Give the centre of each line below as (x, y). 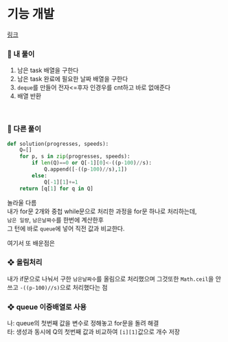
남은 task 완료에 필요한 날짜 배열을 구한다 (72, 79)
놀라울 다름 (22, 202)
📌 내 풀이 (21, 54)
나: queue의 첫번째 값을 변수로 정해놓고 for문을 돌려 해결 (83, 323)
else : (40, 175)
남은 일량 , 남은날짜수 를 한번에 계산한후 (56, 220)
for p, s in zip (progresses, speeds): (75, 157)
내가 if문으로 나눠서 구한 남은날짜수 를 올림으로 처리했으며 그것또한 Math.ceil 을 (111, 279)
